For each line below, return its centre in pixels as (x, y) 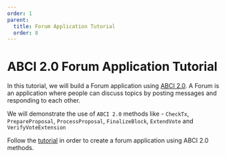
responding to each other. (44, 101)
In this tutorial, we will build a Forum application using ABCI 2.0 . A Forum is (113, 86)
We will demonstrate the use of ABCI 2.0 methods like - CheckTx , (98, 114)
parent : (18, 20)
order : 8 (26, 33)
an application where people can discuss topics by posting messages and (112, 93)
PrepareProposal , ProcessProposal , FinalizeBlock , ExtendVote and (101, 121)
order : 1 (20, 13)
